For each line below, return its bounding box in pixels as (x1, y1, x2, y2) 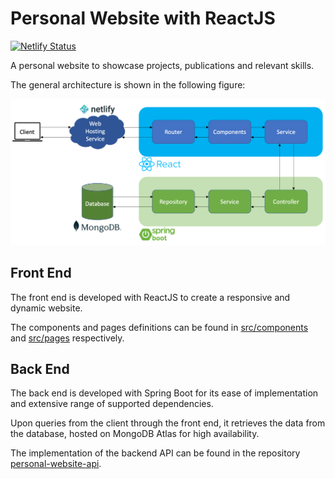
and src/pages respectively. (10, 332, 125, 344)
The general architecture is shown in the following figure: (10, 78, 246, 91)
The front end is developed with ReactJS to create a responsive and (10, 291, 291, 303)
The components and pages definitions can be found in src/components (10, 321, 309, 333)
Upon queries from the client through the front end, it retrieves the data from (10, 417, 326, 429)
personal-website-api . (10, 458, 102, 470)
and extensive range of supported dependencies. (10, 398, 214, 410)
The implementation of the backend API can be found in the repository (10, 447, 301, 459)
